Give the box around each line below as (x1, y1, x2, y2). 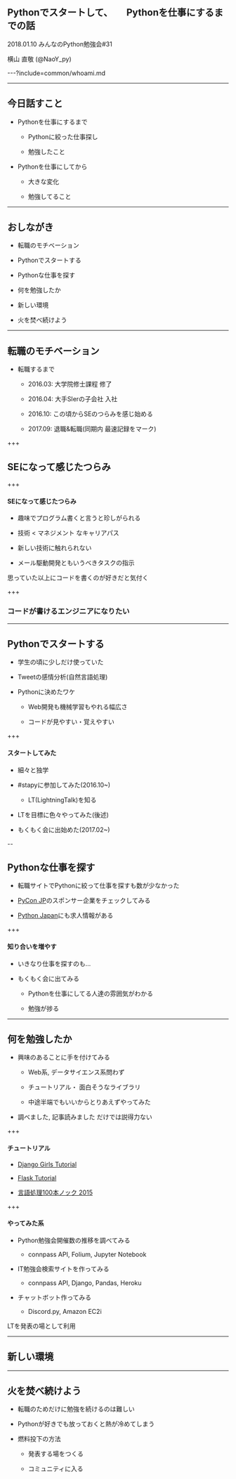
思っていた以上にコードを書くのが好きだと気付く (7, 573, 149, 582)
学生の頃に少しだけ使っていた (17, 658, 104, 666)
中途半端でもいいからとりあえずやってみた (27, 1098, 151, 1107)
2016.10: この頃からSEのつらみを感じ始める (27, 410, 153, 418)
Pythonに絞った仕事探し (27, 132, 98, 141)
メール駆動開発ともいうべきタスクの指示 (17, 559, 135, 567)
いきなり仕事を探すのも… (17, 959, 91, 967)
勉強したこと (27, 147, 65, 156)
